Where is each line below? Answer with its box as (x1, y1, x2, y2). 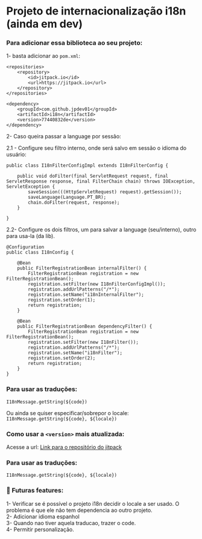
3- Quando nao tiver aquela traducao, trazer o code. (6, 519, 136, 526)
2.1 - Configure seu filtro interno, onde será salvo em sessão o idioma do (6, 144, 187, 152)
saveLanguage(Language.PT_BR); (28, 195, 107, 201)
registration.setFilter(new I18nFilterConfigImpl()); (28, 281, 166, 288)
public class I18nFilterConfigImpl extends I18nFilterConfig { (6, 163, 169, 169)
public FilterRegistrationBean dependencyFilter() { (17, 323, 153, 330)
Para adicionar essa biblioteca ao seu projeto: (6, 39, 143, 47)
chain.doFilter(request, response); (28, 199, 120, 206)
